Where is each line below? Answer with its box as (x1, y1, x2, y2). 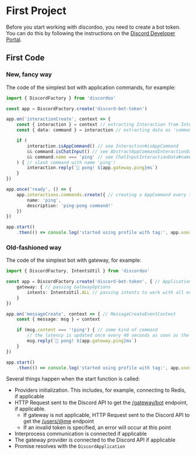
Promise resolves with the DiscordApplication (14, 443, 125, 450)
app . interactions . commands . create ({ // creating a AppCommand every (16, 191, 187, 197)
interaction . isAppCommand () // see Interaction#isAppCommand (27, 143, 179, 149)
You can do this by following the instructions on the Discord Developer (6, 29, 176, 36)
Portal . (6, 36, 22, 43)
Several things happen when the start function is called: (6, 375, 140, 382)
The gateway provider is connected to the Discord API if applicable (14, 436, 176, 443)
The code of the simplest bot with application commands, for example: (6, 84, 176, 91)
